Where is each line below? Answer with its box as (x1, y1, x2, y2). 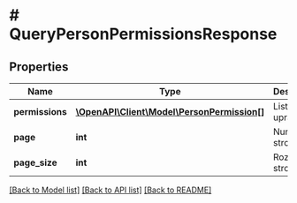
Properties (9, 59, 69, 74)
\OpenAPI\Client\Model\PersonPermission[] (75, 106, 265, 117)
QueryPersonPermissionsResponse (9, 24, 278, 44)
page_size (13, 156, 57, 169)
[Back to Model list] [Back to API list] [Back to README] (9, 184, 212, 195)
